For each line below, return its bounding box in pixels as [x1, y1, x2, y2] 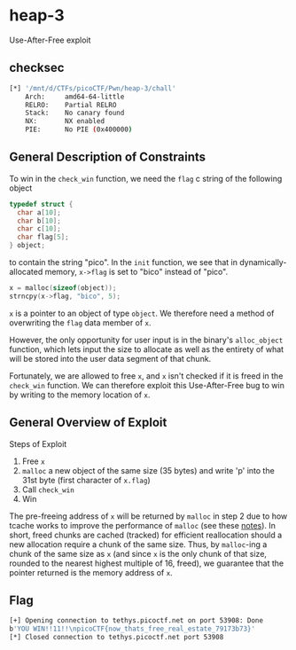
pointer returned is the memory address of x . [9, 567, 173, 577]
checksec [9, 60, 65, 75]
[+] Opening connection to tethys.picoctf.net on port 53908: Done [9, 616, 264, 625]
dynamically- [238, 257, 287, 268]
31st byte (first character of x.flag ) [21, 474, 151, 485]
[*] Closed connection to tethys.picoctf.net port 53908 [9, 633, 224, 642]
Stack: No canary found [25, 108, 125, 118]
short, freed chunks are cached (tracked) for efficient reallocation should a [9, 529, 283, 540]
